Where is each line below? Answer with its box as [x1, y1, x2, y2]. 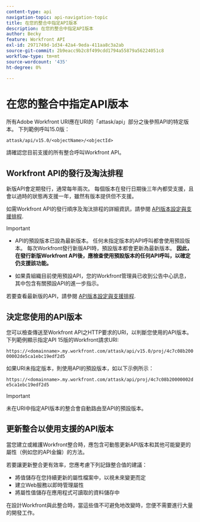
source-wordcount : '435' [6, 59, 68, 65]
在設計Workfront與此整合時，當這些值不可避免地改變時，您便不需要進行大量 [6, 501, 193, 509]
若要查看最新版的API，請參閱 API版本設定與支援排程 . [6, 293, 136, 300]
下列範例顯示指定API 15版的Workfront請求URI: [6, 336, 119, 343]
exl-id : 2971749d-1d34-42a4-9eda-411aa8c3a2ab [6, 43, 124, 48]
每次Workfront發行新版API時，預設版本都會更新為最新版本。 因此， [26, 245, 193, 252]
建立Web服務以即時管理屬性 [14, 481, 84, 488]
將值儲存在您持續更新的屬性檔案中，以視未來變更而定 [14, 474, 146, 481]
